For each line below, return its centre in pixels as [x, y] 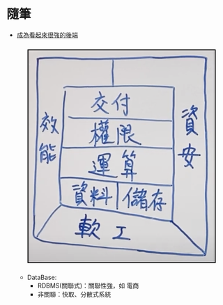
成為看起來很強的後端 [47, 35]
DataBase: [42, 277]
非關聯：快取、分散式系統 [74, 295]
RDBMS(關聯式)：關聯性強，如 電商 [88, 286]
